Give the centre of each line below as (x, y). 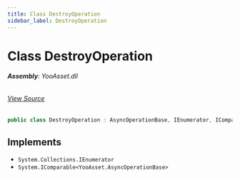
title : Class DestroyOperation (54, 14)
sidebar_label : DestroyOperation (57, 21)
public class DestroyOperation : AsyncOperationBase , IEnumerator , (110, 120)
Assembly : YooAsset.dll (43, 76)
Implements (35, 142)
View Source (26, 98)
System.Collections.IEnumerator (66, 160)
